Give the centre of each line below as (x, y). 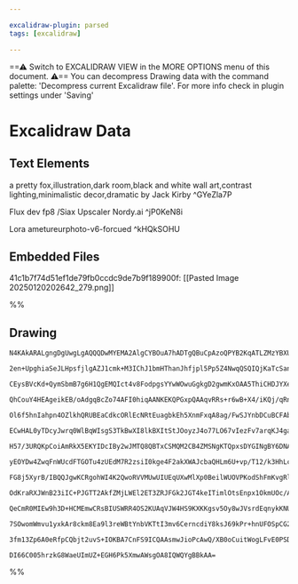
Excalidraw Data (70, 131)
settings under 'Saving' (51, 95)
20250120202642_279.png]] (62, 288)
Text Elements (50, 164)
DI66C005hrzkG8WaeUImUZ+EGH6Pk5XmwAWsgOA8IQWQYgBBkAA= (113, 556)
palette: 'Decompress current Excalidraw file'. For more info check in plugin (147, 85)
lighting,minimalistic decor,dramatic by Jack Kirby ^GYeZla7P (121, 194)
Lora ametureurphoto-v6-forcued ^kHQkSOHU (94, 228)
